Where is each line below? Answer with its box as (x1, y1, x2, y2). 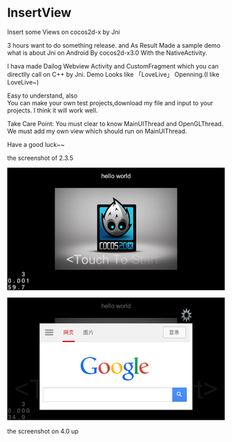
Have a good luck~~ (7, 140, 65, 148)
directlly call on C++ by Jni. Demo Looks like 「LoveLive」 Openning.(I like (7, 70, 220, 78)
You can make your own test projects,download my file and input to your (7, 98, 213, 107)
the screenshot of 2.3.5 (7, 154, 74, 162)
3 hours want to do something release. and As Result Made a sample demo (7, 41, 221, 49)
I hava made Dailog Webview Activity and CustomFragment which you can (7, 62, 219, 70)
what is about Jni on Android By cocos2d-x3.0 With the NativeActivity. (7, 48, 207, 57)
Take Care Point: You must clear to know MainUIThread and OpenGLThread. (7, 119, 224, 127)
